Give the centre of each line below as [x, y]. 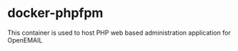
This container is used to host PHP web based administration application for [119, 33]
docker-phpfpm [55, 13]
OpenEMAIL [25, 40]
